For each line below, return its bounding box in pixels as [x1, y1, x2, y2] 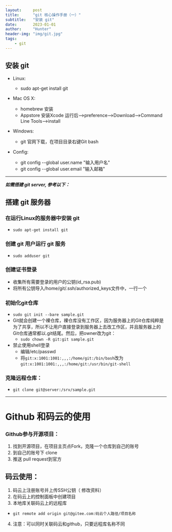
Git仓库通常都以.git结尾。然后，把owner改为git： [12, 330, 116, 336]
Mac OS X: [12, 95, 36, 101]
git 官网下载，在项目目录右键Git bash [20, 138, 99, 144]
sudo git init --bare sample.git [12, 312, 84, 317]
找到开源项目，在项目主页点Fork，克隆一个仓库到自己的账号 [12, 443, 139, 449]
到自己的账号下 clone [12, 449, 57, 455]
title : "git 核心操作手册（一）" [5, 12, 81, 17]
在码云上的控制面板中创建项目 [12, 493, 76, 500]
